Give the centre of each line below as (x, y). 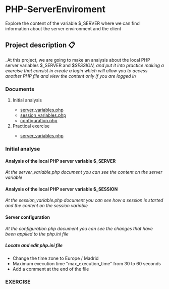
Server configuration (28, 217)
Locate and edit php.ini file (34, 246)
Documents (20, 89)
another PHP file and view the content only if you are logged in (71, 76)
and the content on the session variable (47, 206)
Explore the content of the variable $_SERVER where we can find (72, 23)
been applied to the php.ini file (37, 234)
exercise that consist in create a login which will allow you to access (76, 70)
